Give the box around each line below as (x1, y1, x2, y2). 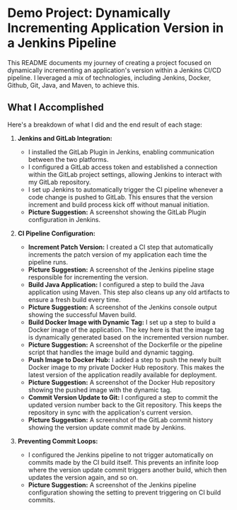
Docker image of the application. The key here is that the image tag (28, 325, 225, 334)
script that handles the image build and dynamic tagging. (28, 348, 195, 357)
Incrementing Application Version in (7, 20, 224, 36)
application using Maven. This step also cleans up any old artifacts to (28, 288, 230, 296)
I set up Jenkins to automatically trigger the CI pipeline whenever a (28, 185, 224, 194)
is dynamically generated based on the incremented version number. (28, 332, 229, 341)
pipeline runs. (28, 257, 69, 266)
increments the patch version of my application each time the (28, 250, 207, 259)
